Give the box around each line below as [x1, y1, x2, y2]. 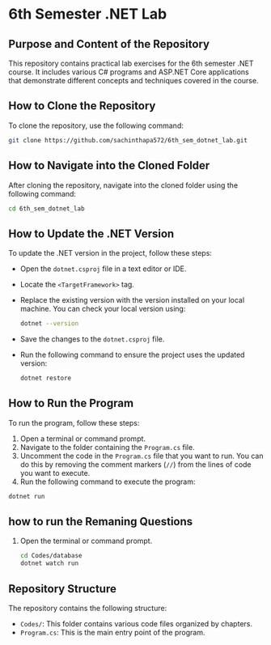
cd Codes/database [19, 552, 83, 560]
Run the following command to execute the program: [19, 477, 196, 486]
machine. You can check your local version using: [19, 304, 186, 314]
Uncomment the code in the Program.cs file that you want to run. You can [19, 451, 264, 460]
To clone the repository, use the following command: [8, 121, 184, 130]
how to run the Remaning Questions [8, 515, 193, 528]
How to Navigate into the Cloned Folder [8, 159, 210, 172]
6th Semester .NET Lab [8, 5, 167, 23]
